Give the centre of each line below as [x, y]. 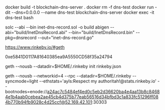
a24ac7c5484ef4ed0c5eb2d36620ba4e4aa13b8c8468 [103, 92]
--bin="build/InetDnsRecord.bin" [102, 32]
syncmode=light [22, 81]
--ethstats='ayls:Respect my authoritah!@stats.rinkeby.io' [98, 81]
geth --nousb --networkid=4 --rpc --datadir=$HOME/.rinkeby [68, 76]
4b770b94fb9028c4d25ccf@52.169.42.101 [49, 102]
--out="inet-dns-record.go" [66, 37]
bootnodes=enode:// [26, 92]
